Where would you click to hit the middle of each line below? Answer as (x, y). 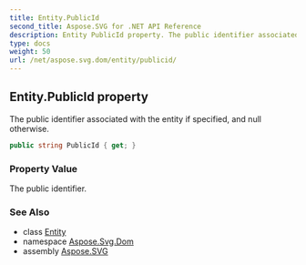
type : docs (30, 43)
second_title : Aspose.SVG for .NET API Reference (106, 26)
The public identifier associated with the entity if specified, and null (136, 118)
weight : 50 (30, 52)
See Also (30, 212)
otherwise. (30, 128)
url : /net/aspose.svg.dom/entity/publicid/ (93, 60)
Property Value (44, 168)
